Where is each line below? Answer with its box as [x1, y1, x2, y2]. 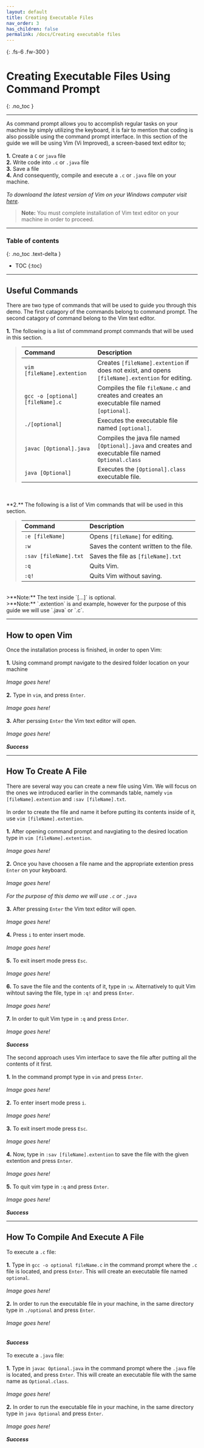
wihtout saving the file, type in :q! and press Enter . [6, 989, 135, 996]
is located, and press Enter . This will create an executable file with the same [6, 1371, 197, 1378]
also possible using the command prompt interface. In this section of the [6, 133, 188, 140]
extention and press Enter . [6, 1157, 73, 1164]
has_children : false [6, 26, 59, 32]
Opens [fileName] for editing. [89, 533, 174, 541]
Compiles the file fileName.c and [97, 384, 191, 392]
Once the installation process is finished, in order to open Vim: [6, 646, 162, 653]
